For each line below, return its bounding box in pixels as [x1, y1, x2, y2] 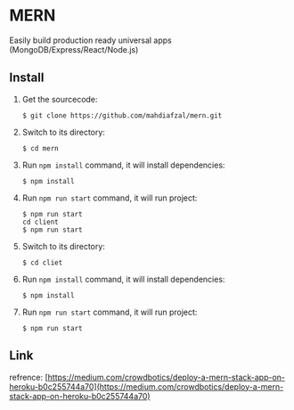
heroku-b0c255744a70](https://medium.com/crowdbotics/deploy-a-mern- [9, 381, 284, 392]
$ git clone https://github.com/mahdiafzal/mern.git [21, 111, 223, 120]
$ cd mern [21, 143, 60, 152]
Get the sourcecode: [21, 94, 98, 104]
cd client [21, 217, 60, 226]
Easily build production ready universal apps [9, 35, 172, 45]
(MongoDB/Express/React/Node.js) [9, 44, 139, 54]
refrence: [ [9, 372, 49, 382]
